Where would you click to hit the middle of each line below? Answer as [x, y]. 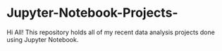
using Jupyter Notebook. [43, 39]
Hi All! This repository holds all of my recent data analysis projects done [111, 32]
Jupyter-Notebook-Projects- [92, 13]
